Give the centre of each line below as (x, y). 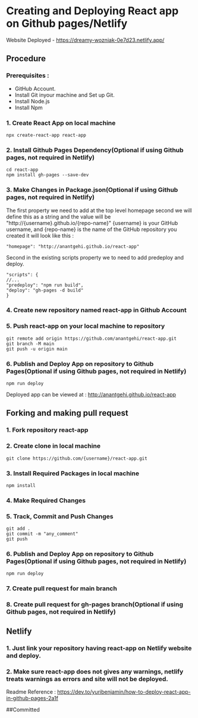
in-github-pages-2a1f (32, 698)
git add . (18, 529)
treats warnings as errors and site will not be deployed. (87, 679)
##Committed (23, 709)
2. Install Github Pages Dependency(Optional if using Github (95, 150)
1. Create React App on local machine (61, 123)
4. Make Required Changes (46, 500)
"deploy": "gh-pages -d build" (45, 290)
